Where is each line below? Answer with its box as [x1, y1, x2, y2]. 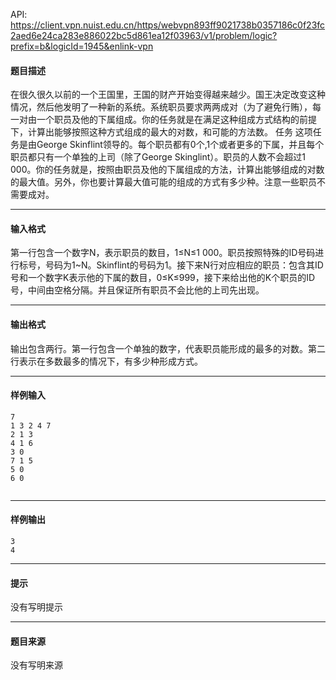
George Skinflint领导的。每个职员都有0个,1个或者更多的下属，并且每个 [36, 139, 325, 151]
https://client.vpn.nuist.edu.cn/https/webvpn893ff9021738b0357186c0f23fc [10, 19, 326, 31]
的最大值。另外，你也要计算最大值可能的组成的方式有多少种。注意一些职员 [10, 176, 317, 188]
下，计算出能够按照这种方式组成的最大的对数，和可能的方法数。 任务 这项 [10, 126, 313, 138]
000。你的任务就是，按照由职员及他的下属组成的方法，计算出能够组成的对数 [10, 164, 325, 176]
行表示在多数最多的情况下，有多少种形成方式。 [10, 355, 203, 367]
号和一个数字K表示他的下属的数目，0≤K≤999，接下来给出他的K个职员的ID [10, 272, 316, 284]
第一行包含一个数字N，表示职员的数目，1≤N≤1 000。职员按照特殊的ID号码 [10, 247, 316, 259]
